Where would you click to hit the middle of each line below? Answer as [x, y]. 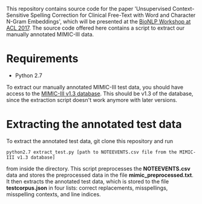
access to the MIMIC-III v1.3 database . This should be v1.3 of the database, [100, 94]
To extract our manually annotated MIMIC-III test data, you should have [95, 87]
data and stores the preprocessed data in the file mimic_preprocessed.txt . [100, 175]
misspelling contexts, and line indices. [54, 194]
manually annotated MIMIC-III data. [50, 34]
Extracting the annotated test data [94, 125]
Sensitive [18, 15]
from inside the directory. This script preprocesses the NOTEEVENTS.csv [98, 168]
